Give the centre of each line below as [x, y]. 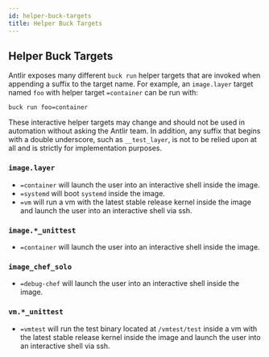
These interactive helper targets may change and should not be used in [127, 123]
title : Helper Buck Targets [56, 23]
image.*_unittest [42, 230]
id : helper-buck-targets [50, 16]
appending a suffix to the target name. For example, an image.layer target [131, 84]
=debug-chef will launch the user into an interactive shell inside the [130, 283]
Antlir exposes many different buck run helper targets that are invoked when [134, 76]
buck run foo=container [48, 107]
